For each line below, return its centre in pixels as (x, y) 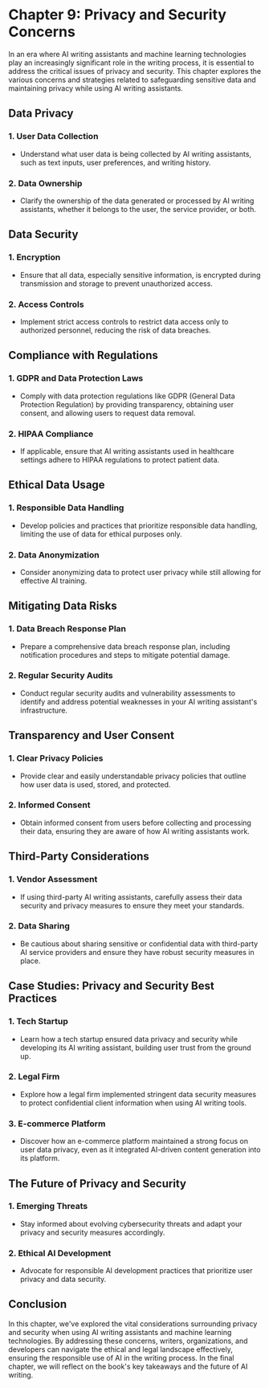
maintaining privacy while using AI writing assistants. (96, 88)
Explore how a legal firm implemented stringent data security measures (138, 1094)
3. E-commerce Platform (57, 1124)
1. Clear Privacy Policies (56, 758)
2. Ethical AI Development (60, 1253)
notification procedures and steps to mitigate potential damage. (125, 655)
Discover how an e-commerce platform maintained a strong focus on (134, 1141)
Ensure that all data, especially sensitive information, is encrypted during (140, 275)
